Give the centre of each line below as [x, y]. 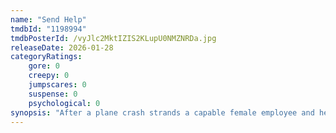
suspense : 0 [53, 94]
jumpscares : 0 [57, 85]
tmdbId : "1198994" [48, 29]
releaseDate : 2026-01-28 [62, 47]
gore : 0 [44, 66]
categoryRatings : [46, 57]
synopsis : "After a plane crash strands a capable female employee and [162, 112]
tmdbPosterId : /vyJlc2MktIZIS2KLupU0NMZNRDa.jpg [113, 38]
